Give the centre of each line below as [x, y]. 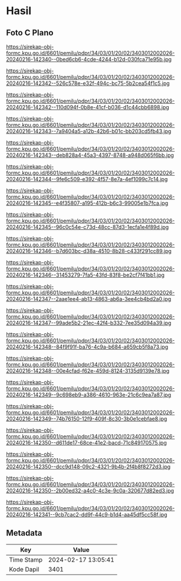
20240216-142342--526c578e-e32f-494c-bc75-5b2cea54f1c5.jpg [88, 83]
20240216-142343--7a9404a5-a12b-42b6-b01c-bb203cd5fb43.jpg [89, 131]
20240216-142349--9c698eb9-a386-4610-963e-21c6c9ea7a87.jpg [89, 395]
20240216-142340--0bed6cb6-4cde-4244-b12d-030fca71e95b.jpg [89, 59]
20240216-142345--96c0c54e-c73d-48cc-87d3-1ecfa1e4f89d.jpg [88, 227]
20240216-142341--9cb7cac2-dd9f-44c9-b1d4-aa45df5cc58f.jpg [87, 515]
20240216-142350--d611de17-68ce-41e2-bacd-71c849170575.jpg [86, 443]
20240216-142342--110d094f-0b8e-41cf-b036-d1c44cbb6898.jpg [88, 107]
